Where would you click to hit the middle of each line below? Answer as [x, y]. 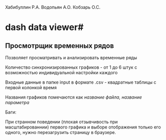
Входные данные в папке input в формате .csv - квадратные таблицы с [81, 82]
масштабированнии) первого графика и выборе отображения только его [83, 127]
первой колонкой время [31, 87]
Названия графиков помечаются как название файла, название [74, 97]
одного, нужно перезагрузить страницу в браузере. [61, 132]
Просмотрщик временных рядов [60, 46]
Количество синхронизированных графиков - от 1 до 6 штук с [71, 67]
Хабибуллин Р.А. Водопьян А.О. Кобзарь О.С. [53, 7]
